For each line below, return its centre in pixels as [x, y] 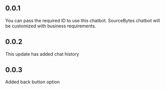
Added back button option [32, 82]
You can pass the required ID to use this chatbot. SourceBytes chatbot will [83, 20]
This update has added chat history [42, 54]
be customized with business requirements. [51, 26]
